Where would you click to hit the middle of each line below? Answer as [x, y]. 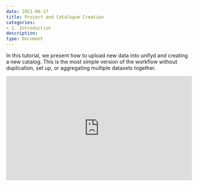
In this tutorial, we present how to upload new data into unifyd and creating [97, 55]
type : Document [25, 39]
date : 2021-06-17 [27, 11]
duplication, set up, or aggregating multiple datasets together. [81, 68]
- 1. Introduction [29, 28]
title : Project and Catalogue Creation [55, 17]
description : [22, 33]
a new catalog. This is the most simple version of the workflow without [92, 62]
